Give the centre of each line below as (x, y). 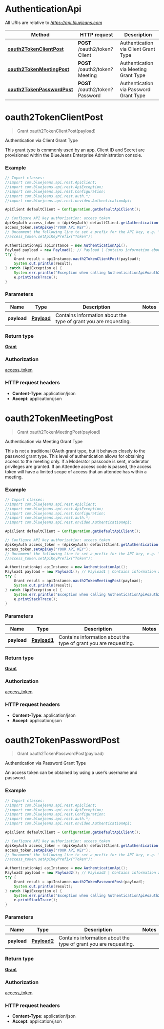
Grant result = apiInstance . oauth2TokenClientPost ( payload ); (77, 259)
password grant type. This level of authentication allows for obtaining (75, 456)
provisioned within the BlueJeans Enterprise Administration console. (74, 155)
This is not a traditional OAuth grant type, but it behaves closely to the (75, 451)
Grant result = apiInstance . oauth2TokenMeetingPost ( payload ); (78, 581)
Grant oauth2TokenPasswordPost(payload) (60, 754)
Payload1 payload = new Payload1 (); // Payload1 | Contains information (81, 572)
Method (40, 34)
